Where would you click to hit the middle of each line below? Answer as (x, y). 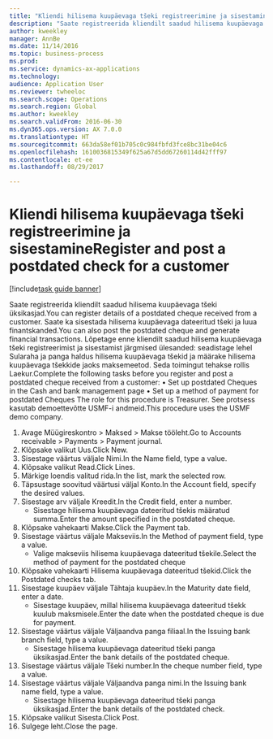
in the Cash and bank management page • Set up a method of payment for (134, 391)
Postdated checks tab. (58, 580)
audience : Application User (57, 84)
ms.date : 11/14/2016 (44, 46)
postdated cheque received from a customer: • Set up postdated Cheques (133, 382)
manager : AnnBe (35, 39)
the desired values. (53, 493)
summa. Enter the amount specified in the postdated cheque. (134, 519)
